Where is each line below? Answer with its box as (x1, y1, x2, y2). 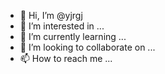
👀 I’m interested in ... (19, 20, 105, 32)
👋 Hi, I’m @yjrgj (19, 10, 83, 21)
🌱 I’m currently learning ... (19, 31, 127, 42)
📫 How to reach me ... (19, 53, 113, 64)
